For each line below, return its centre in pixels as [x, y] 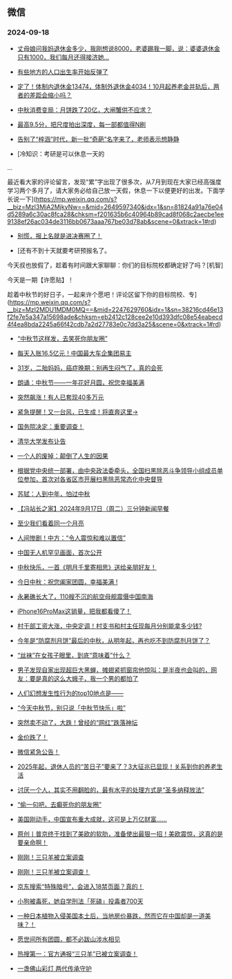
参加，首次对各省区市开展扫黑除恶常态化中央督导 [93, 479]
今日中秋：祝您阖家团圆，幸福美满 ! [67, 581]
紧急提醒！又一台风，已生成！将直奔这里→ [78, 411]
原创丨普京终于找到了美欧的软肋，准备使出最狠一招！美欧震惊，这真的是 [120, 833]
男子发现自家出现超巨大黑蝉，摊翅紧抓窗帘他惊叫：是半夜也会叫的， [114, 670]
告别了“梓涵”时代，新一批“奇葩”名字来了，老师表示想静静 [98, 139]
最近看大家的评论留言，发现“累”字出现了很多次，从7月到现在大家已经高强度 [115, 182]
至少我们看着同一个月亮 [50, 523]
